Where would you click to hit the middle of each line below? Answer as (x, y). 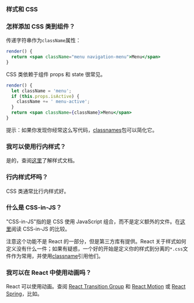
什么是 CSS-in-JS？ (34, 207)
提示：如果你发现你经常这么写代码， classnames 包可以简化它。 (82, 130)
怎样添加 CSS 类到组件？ (41, 26)
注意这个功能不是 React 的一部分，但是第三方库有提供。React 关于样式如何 (96, 241)
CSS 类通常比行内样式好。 (38, 191)
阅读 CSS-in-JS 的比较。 (41, 229)
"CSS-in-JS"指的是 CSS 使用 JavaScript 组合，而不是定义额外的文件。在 (93, 222)
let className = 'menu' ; (41, 91)
